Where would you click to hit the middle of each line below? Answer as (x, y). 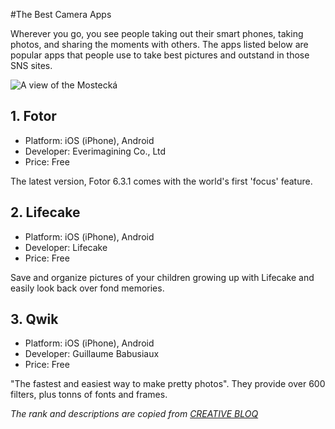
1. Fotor (33, 116)
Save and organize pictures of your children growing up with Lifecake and (162, 277)
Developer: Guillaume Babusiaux (92, 354)
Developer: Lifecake (66, 247)
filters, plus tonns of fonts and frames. (89, 395)
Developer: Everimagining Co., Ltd (95, 151)
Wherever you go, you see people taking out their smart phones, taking (157, 33)
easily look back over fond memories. (87, 288)
